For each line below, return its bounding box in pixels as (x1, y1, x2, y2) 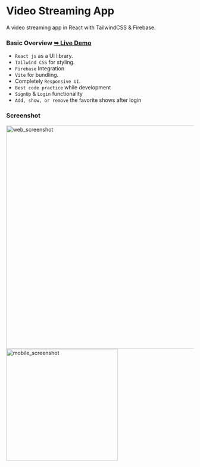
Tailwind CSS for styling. (14, 58, 75, 66)
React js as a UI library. (14, 52, 73, 60)
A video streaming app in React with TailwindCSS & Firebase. (6, 24, 156, 31)
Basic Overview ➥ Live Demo (6, 39, 92, 47)
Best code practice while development (14, 84, 111, 91)
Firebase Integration (14, 65, 65, 72)
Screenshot (6, 111, 40, 120)
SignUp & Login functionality (14, 91, 83, 98)
